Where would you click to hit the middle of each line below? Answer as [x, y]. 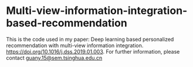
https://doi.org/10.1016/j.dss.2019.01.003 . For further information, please [93, 51]
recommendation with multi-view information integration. [75, 45]
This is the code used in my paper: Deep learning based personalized [90, 39]
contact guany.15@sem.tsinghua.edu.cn [54, 58]
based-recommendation [67, 23]
